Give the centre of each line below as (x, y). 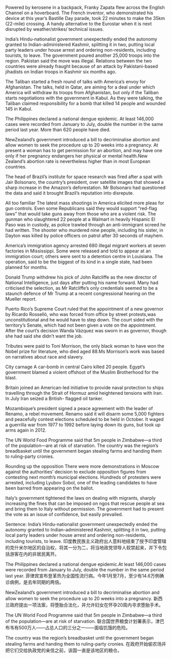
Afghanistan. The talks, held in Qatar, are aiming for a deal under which (80, 87)
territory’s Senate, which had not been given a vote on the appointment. (81, 325)
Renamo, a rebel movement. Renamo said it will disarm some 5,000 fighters (85, 414)
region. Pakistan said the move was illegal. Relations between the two (79, 61)
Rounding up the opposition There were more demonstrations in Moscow (82, 466)
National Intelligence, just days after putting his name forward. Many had (82, 283)
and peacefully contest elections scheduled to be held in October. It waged (84, 419)
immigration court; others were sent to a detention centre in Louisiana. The (84, 256)
